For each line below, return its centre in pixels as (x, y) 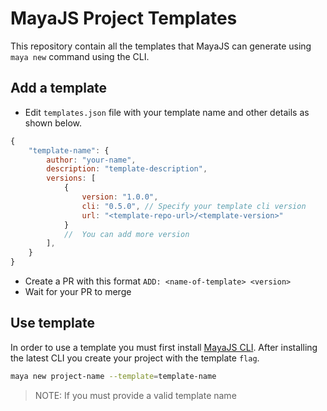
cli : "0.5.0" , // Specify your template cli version (194, 206)
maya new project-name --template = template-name (113, 376)
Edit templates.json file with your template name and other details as (167, 112)
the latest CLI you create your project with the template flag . (135, 358)
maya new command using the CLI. (80, 56)
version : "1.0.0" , (120, 197)
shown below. (53, 123)
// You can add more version (126, 234)
